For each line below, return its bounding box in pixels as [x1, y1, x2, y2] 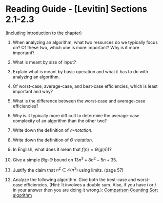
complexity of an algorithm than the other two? [12, 118, 107, 123]
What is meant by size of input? [12, 59, 76, 65]
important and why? [12, 88, 53, 94]
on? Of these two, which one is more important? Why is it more [12, 44, 140, 50]
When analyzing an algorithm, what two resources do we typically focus [12, 39, 158, 45]
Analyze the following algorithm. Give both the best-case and [12, 177, 136, 183]
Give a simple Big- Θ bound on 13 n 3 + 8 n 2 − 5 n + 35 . [12, 156, 118, 162]
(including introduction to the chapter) [5, 30, 82, 36]
